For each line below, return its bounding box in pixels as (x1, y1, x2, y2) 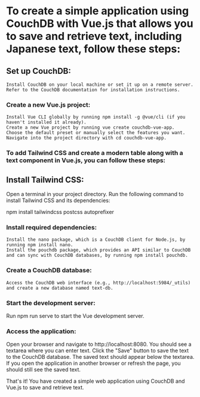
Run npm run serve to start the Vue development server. (6, 312, 144, 320)
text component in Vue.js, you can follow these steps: (6, 156, 166, 165)
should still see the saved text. (6, 366, 81, 373)
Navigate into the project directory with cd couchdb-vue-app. (6, 135, 167, 141)
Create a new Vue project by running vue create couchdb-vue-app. (6, 125, 175, 131)
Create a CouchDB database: (6, 266, 92, 275)
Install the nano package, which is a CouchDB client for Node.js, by (6, 237, 186, 243)
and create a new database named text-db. (6, 285, 113, 291)
